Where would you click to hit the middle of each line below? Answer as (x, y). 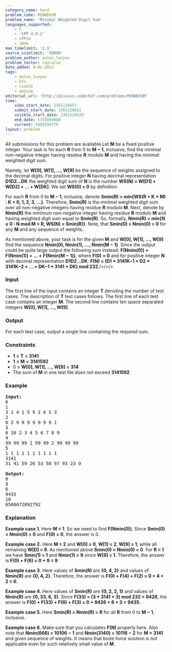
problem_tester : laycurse (33, 63)
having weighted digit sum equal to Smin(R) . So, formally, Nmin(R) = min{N (85, 218)
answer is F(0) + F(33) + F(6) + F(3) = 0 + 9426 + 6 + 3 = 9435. (73, 602)
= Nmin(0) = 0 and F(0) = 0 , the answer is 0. (52, 534)
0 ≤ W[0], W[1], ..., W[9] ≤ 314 (45, 367)
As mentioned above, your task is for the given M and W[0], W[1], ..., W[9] (84, 239)
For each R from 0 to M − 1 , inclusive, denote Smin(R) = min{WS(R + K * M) (85, 196)
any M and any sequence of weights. (44, 229)
